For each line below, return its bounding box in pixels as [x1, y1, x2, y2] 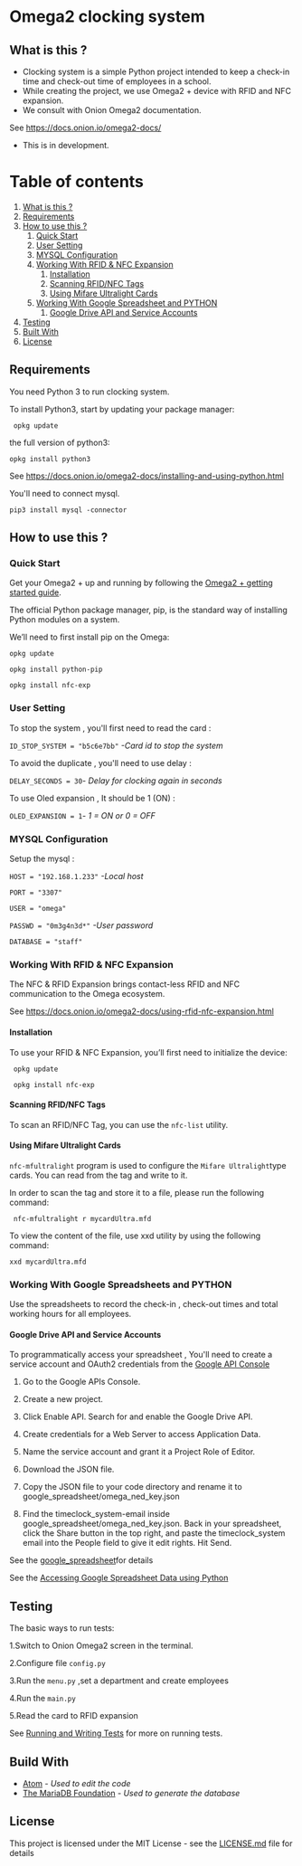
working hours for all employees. [9, 1309, 132, 1320]
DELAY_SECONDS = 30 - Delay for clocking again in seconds [9, 775, 223, 786]
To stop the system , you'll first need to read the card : [9, 722, 212, 734]
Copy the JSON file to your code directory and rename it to [22, 1482, 242, 1492]
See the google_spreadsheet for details [9, 1555, 154, 1566]
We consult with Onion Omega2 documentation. [22, 105, 202, 115]
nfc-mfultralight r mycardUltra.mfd [13, 1214, 152, 1223]
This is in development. [22, 140, 110, 150]
